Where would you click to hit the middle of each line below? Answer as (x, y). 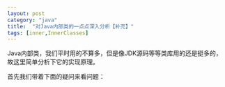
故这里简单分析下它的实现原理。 (53, 62)
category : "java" (32, 20)
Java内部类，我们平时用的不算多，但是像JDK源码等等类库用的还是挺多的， (115, 53)
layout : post (26, 13)
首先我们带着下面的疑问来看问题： (56, 77)
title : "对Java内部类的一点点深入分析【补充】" (71, 26)
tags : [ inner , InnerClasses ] (48, 33)
